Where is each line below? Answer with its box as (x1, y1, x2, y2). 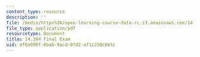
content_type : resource (6, 8, 65, 15)
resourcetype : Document (6, 31, 65, 37)
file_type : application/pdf (6, 25, 76, 31)
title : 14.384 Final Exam (6, 36, 70, 42)
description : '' (6, 14, 46, 20)
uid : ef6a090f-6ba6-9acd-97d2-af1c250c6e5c (6, 42, 116, 48)
